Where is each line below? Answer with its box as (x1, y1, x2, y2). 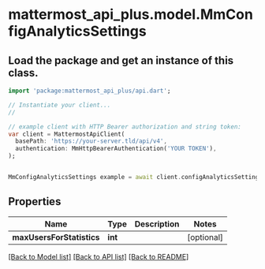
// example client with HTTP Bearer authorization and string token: (8, 122, 242, 131)
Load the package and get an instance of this (8, 54, 234, 67)
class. (8, 65, 39, 80)
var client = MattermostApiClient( (8, 130, 125, 138)
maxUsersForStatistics (12, 231, 100, 242)
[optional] (186, 231, 223, 242)
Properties (8, 195, 62, 208)
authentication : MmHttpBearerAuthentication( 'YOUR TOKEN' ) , (15, 144, 217, 153)
